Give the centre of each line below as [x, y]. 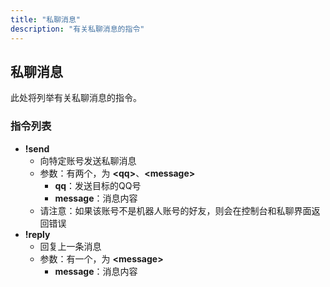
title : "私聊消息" [46, 19]
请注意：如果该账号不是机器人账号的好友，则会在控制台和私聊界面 [175, 210]
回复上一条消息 [70, 246]
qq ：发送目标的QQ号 [98, 185]
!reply [37, 234]
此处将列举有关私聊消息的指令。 [76, 98]
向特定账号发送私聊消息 [88, 160]
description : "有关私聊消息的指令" [77, 29]
